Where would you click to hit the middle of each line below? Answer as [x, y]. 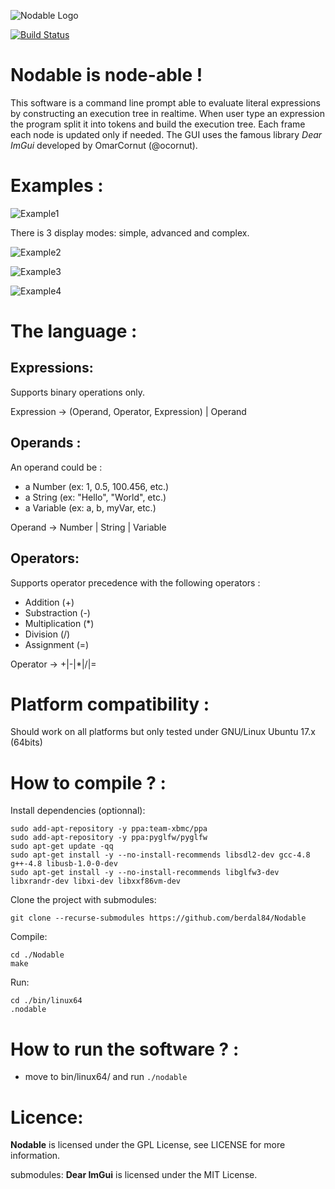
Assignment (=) [57, 644]
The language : [74, 331]
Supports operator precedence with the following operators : [135, 582]
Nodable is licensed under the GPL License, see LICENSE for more [148, 1145]
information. [35, 1156]
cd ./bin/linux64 [46, 1001]
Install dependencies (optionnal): [78, 811]
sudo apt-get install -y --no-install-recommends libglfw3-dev [145, 873]
